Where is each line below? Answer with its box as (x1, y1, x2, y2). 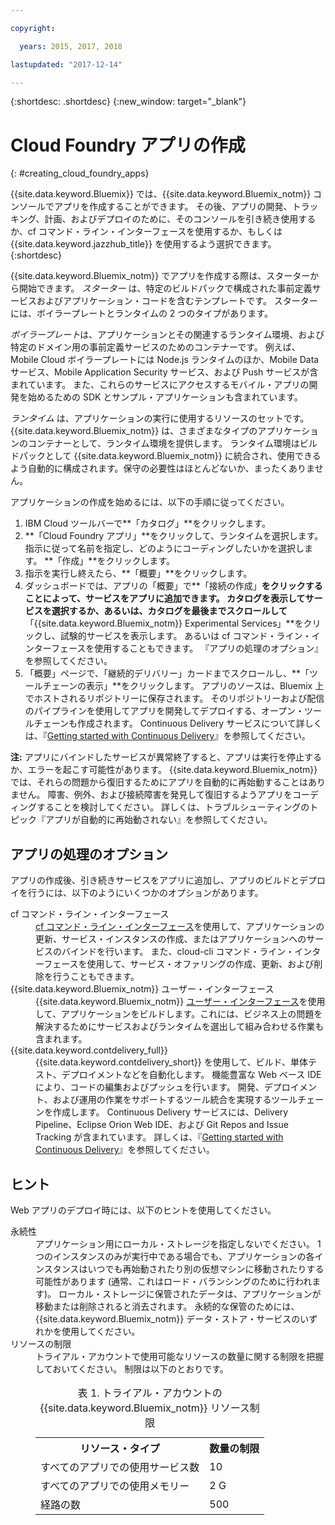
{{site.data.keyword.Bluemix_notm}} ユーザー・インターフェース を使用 (35, 996, 326, 1008)
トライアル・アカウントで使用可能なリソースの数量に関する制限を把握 (35, 1350, 325, 1362)
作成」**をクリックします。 (61, 555, 175, 567)
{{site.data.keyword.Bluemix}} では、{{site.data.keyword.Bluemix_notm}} (10, 188, 312, 200)
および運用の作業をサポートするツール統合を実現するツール (52, 1094, 298, 1106)
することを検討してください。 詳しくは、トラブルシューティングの (36, 801, 310, 813)
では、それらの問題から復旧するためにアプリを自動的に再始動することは (10, 776, 308, 788)
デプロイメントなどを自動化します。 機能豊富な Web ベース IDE (61, 1069, 322, 1081)
